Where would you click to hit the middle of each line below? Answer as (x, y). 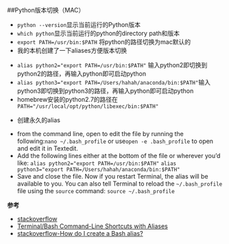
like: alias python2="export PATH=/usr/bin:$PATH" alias (97, 163)
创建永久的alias (38, 120)
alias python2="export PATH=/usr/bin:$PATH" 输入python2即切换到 (112, 65)
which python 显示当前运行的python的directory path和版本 (98, 33)
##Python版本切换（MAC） (46, 10)
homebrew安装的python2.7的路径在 (68, 99)
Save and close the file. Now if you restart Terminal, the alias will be (112, 176)
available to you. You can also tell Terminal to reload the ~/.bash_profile (120, 184)
